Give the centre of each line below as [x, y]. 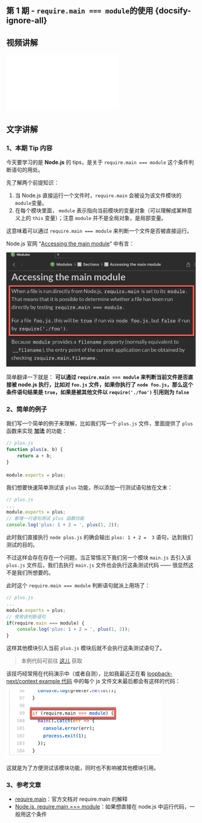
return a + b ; [35, 456]
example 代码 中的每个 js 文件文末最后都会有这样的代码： [110, 681]
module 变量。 [31, 203]
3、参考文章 [24, 785]
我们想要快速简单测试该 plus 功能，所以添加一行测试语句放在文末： [90, 487]
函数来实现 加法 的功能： [37, 431]
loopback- [160, 673]
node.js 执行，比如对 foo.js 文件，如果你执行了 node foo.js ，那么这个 [106, 385]
